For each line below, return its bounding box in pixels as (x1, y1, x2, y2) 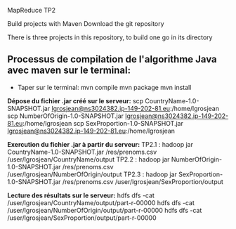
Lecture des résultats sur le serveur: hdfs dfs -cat (7, 191, 155, 199)
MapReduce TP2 (7, 6, 56, 14)
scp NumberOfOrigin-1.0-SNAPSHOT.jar (7, 112, 124, 120)
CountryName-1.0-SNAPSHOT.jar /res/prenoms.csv (7, 148, 157, 156)
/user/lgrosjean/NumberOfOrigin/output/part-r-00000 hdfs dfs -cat (7, 206, 202, 214)
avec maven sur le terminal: (7, 65, 131, 77)
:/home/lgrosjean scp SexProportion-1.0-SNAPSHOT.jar (22, 119, 184, 127)
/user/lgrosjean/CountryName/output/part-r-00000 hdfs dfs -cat (7, 198, 195, 207)
